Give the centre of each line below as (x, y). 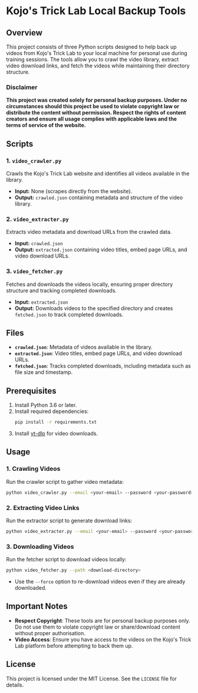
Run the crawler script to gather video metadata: (65, 481)
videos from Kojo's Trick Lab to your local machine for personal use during (97, 53)
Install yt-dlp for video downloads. (56, 434)
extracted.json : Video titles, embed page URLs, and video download (98, 353)
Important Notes (37, 606)
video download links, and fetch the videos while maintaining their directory (98, 66)
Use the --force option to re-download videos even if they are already (100, 581)
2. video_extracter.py (37, 219)
